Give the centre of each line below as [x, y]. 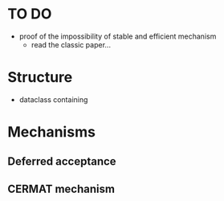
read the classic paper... [71, 44]
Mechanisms [51, 132]
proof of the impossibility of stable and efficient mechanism [118, 36]
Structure [40, 78]
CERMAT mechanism [61, 189]
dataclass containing [53, 99]
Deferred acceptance [62, 162]
